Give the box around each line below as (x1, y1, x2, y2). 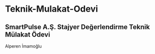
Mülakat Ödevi (5, 30, 50, 38)
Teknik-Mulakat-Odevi (5, 3, 98, 15)
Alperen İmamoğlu (5, 43, 42, 49)
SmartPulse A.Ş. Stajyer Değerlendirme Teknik (5, 23, 150, 31)
